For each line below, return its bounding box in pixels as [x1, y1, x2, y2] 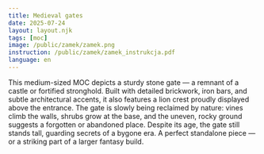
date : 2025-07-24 [8, 19, 66, 27]
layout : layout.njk [8, 26, 73, 34]
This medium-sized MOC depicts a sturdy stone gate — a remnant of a [8, 77, 239, 87]
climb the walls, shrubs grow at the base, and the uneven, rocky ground [8, 111, 243, 121]
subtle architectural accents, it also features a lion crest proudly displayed [8, 94, 250, 104]
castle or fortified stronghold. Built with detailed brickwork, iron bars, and [8, 86, 247, 95]
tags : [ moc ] [8, 33, 48, 42]
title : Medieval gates [8, 11, 83, 20]
